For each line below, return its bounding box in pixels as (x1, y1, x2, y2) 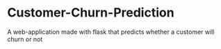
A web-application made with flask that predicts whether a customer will (7, 28, 215, 36)
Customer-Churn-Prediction (7, 5, 175, 21)
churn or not (7, 35, 43, 43)
